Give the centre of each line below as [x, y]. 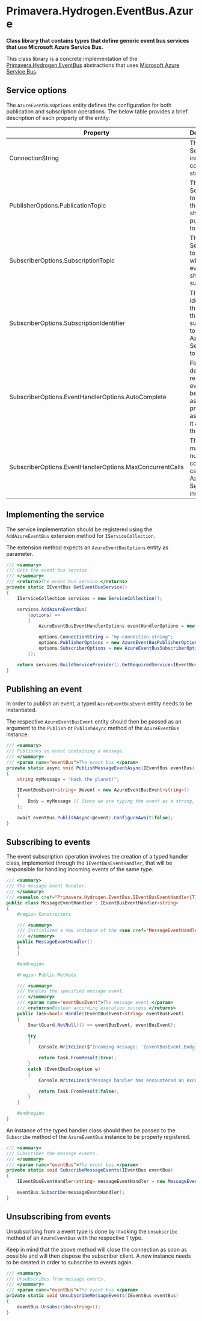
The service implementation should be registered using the [79, 529]
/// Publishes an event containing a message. [66, 751]
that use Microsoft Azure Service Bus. [55, 47]
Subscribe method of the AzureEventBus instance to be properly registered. [98, 1137]
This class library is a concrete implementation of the [72, 58]
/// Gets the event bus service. [48, 570]
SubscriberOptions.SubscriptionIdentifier [67, 323]
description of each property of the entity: [58, 118]
